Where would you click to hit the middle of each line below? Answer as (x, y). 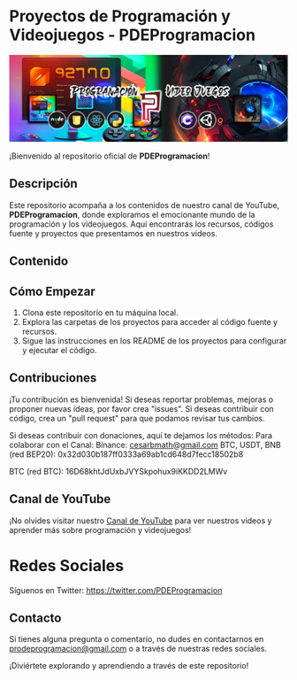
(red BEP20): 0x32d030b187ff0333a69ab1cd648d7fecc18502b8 (126, 454)
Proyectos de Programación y (120, 16)
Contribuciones (53, 378)
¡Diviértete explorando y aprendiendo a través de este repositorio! (129, 666)
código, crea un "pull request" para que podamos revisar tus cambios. (137, 418)
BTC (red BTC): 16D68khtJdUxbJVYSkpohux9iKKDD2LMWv (118, 471)
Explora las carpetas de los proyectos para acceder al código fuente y (150, 321)
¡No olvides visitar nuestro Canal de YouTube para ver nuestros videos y (141, 521)
